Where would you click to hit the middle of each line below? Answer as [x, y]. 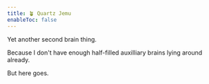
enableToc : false [32, 20]
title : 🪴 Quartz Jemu [39, 13]
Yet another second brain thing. [52, 39]
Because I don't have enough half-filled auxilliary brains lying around [105, 53]
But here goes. [28, 73]
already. [19, 59]
